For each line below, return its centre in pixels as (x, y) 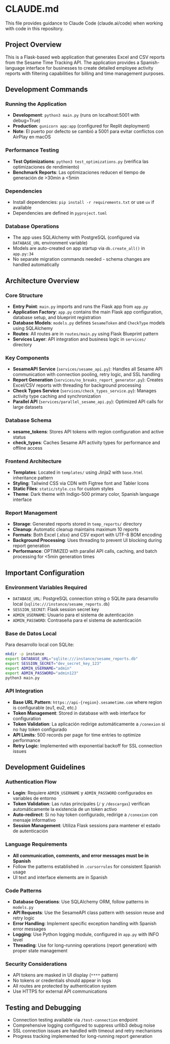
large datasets (28, 407)
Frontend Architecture (33, 461)
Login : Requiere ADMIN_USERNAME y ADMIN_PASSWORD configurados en (82, 793)
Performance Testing (32, 150)
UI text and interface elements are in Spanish (60, 877)
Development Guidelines (45, 767)
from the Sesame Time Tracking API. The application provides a (72, 62)
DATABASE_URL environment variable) (50, 243)
